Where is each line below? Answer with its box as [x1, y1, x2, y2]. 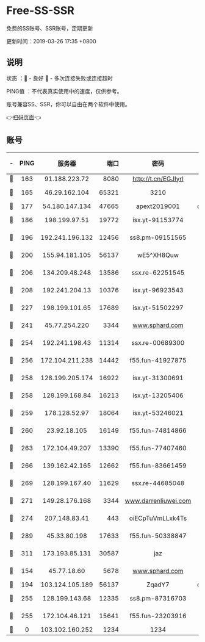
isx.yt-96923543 [132, 286, 184, 294]
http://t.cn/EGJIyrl [132, 175, 184, 183]
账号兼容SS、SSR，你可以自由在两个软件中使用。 [6, 100, 131, 107]
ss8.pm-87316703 [129, 594, 187, 602]
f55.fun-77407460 [129, 444, 187, 452]
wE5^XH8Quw [137, 251, 179, 259]
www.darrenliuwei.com [124, 496, 192, 505]
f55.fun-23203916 [129, 611, 187, 620]
